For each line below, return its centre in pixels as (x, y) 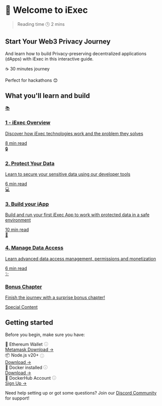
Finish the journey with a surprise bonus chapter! (55, 297)
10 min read (17, 230)
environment (18, 220)
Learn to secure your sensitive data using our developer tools (68, 174)
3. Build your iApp (27, 204)
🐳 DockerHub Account (28, 378)
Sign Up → (16, 383)
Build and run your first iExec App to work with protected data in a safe (77, 215)
